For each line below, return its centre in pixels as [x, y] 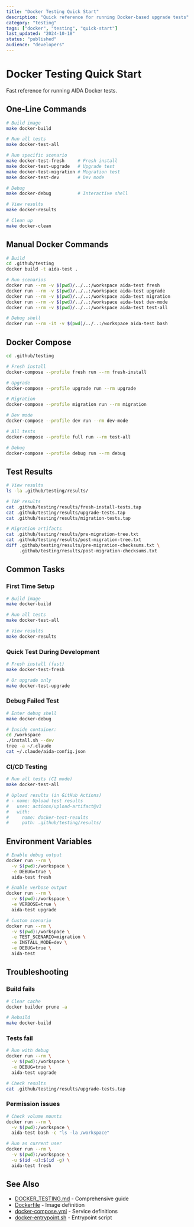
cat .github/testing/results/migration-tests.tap [69, 518]
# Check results [26, 1083]
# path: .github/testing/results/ [54, 823]
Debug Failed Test [33, 701]
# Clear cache [24, 1001]
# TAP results [24, 501]
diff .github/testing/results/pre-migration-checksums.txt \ [83, 546]
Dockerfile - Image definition [49, 1204]
